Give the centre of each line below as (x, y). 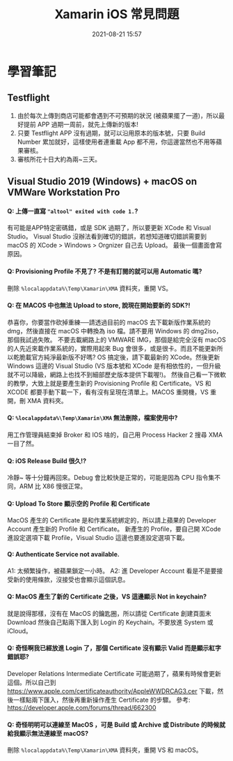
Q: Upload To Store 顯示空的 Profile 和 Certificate (79, 504)
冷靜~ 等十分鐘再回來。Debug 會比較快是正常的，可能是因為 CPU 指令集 (111, 478)
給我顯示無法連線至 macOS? (48, 733)
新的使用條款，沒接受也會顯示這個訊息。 (71, 579)
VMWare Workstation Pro (64, 193)
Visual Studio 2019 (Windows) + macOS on (102, 182)
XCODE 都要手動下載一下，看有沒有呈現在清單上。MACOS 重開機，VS (108, 392)
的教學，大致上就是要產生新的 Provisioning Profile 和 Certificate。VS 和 (109, 383)
